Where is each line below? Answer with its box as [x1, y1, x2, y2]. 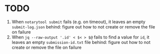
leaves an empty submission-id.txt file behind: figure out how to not [11, 39, 151, 45]
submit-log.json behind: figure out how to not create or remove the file [11, 24, 155, 29]
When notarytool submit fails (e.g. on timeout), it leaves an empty [11, 19, 145, 25]
